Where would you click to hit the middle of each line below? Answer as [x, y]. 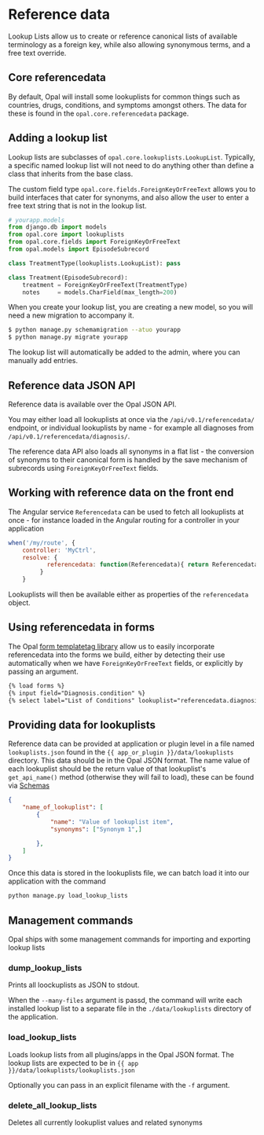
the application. [33, 1017]
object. [20, 603]
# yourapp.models [37, 220]
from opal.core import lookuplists [66, 235]
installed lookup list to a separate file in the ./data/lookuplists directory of [130, 1008]
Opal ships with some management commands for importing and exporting [130, 939]
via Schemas [29, 786]
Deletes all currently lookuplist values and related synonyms [105, 1122]
